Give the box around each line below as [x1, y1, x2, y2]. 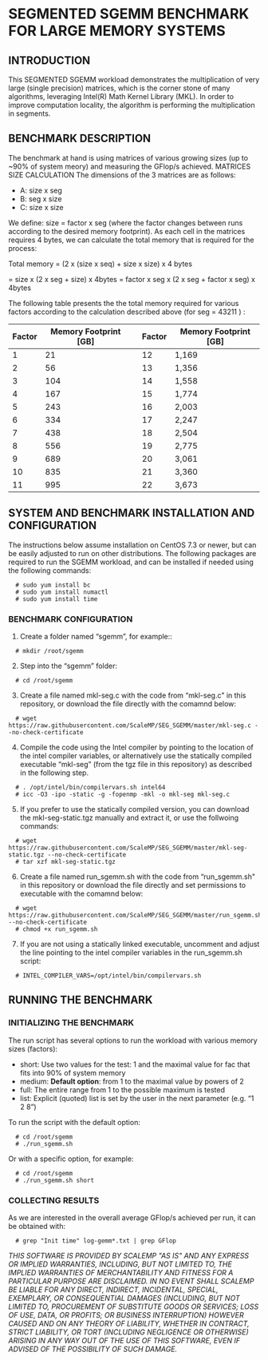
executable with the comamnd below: [19, 889, 144, 898]
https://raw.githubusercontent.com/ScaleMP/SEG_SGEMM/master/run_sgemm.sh [8, 911, 262, 919]
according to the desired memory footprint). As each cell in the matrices [8, 226, 246, 236]
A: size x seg [19, 185, 62, 195]
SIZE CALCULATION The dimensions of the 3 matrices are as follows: [8, 169, 237, 180]
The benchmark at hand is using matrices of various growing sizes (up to [8, 153, 249, 162]
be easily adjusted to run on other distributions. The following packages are [8, 548, 257, 558]
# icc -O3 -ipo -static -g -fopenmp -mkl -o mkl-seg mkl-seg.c [15, 790, 230, 798]
